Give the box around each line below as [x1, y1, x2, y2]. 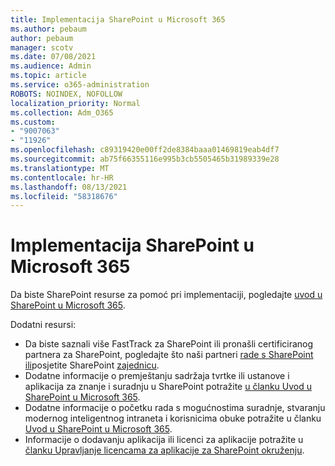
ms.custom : [10, 117, 56, 127]
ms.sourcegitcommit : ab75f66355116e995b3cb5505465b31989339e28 [10, 154, 280, 164]
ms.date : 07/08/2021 [10, 52, 97, 62]
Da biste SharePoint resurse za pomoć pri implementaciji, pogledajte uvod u [10, 289, 323, 301]
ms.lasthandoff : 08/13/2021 [10, 182, 128, 192]
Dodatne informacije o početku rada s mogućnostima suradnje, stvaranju [24, 402, 326, 414]
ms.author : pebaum [10, 24, 87, 34]
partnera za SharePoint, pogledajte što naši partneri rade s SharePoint [24, 349, 314, 361]
